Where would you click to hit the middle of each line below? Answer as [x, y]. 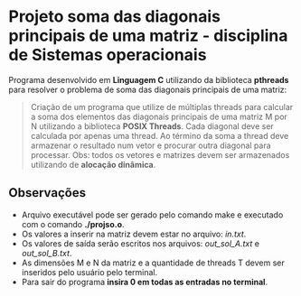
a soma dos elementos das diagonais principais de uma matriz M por [159, 116]
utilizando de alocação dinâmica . [93, 164]
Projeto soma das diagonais [114, 17]
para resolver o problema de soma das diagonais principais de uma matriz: [148, 89]
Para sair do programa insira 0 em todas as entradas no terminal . [145, 282]
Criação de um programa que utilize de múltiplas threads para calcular [162, 106]
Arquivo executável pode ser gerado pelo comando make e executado [152, 215]
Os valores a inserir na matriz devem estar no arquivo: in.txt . [134, 234]
